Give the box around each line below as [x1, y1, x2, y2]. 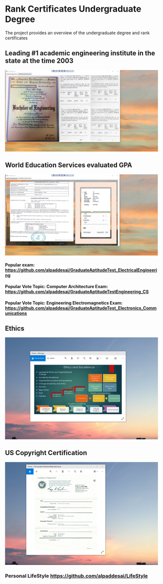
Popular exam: [5, 262, 35, 268]
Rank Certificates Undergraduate [5, 3, 142, 15]
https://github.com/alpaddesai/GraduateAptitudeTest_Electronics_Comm [5, 305, 157, 311]
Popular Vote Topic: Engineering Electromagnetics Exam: [5, 300, 123, 306]
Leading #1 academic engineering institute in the [5, 49, 155, 57]
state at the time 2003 [5, 57, 74, 65]
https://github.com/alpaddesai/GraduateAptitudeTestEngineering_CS [5, 289, 149, 294]
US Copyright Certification [5, 449, 87, 457]
